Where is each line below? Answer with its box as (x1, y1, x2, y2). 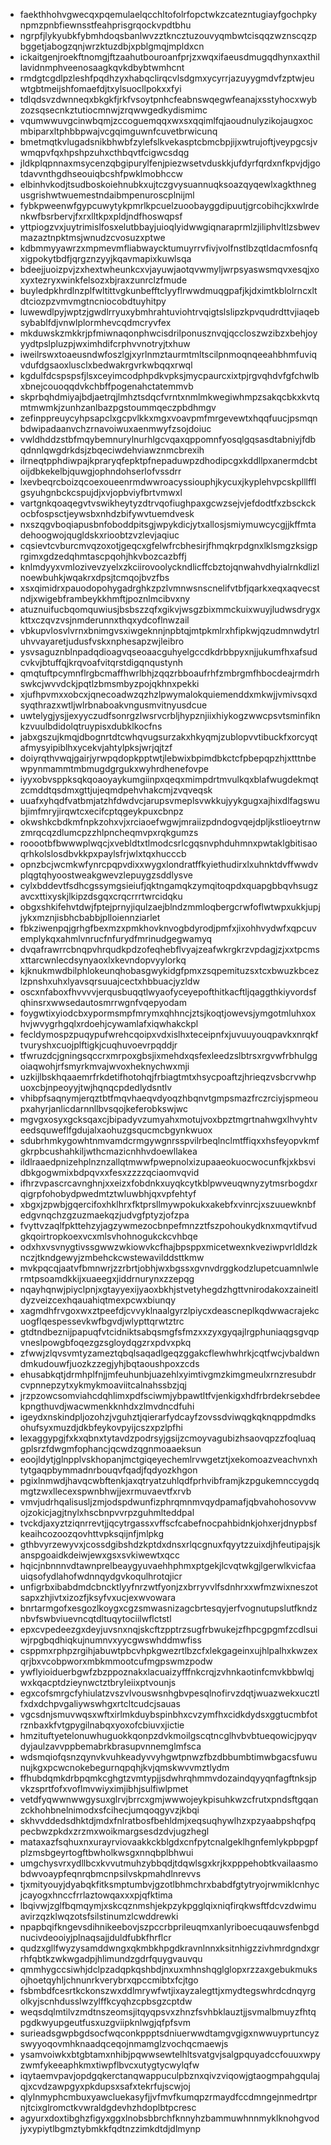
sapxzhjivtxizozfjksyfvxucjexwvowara (19, 1592, 177, 1603)
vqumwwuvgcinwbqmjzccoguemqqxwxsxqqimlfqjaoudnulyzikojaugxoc (19, 115, 314, 126)
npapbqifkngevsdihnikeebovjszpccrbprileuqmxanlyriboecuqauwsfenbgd (19, 1921, 320, 1933)
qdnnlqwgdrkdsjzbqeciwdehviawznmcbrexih (19, 444, 205, 456)
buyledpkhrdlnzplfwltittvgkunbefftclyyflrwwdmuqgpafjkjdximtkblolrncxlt (19, 285, 318, 296)
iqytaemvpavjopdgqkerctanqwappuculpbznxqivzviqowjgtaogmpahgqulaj (19, 2070, 321, 2081)
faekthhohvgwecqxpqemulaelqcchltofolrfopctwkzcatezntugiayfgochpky (19, 9, 318, 20)
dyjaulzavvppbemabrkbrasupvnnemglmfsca (19, 1740, 202, 1752)
